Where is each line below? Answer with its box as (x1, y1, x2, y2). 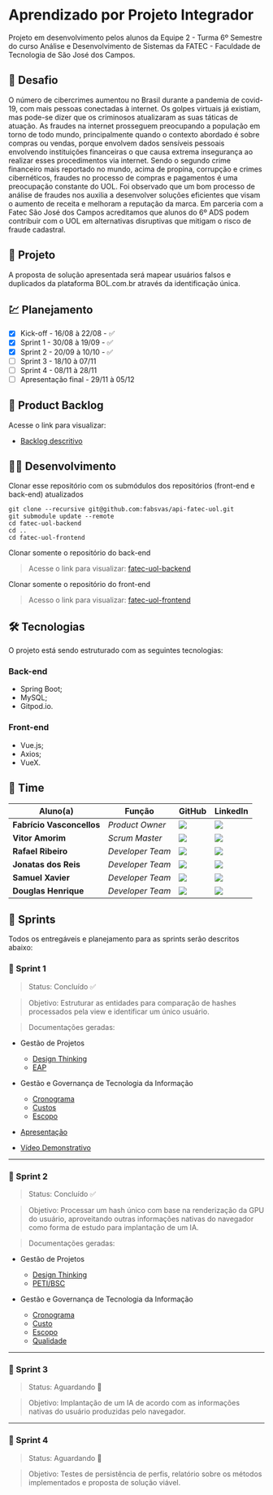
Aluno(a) (39, 805, 74, 816)
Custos (32, 1102, 57, 1112)
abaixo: (8, 943, 33, 953)
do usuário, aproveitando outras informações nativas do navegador (28, 1214, 254, 1223)
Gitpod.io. (19, 702, 54, 711)
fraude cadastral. (8, 224, 67, 234)
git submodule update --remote (8, 512, 115, 521)
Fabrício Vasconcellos (12, 819, 101, 830)
